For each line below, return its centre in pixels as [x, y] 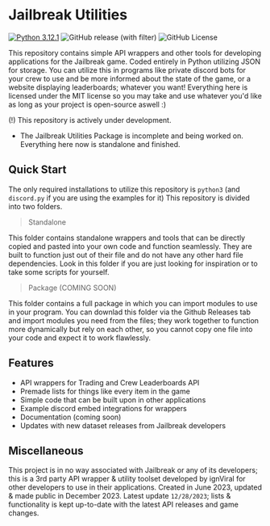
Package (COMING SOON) [72, 288]
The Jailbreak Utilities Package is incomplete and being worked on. [131, 136]
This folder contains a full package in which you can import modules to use [133, 303]
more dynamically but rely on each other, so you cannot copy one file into [131, 329]
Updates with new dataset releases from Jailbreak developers [123, 425]
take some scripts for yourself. [59, 271]
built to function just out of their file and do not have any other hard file [126, 255]
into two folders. [35, 206]
